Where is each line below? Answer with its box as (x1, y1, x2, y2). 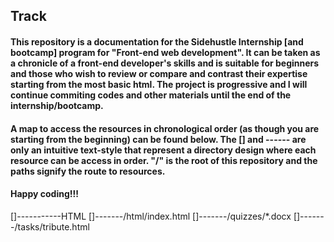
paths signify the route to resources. (10, 165, 166, 177)
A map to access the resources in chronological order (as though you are (10, 122, 320, 134)
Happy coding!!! (10, 188, 79, 200)
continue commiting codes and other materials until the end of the (10, 89, 292, 101)
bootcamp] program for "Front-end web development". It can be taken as (10, 46, 321, 58)
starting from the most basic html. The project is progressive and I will (10, 78, 308, 90)
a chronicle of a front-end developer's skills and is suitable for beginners (10, 57, 320, 69)
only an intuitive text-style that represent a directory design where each (10, 144, 317, 156)
